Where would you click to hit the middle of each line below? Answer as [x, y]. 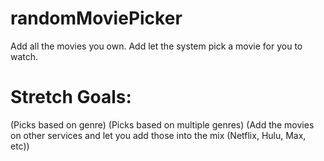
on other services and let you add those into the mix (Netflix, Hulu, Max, [158, 135]
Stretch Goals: [71, 97]
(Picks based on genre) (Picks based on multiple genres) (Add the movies [162, 124]
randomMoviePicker [96, 18]
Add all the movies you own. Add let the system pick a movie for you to [156, 46]
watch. [24, 56]
